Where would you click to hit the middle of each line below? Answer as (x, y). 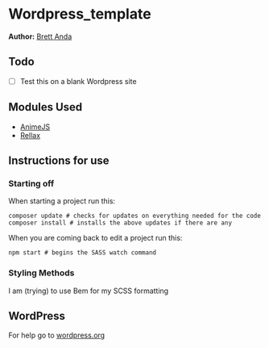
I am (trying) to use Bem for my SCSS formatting (89, 291)
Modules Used (46, 107)
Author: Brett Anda (40, 36)
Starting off (31, 183)
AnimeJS (35, 127)
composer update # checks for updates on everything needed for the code (135, 216)
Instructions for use (59, 161)
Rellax (30, 135)
